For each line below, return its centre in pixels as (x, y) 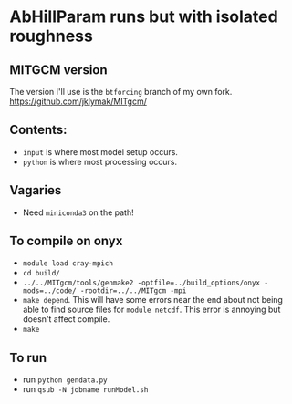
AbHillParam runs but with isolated (144, 17)
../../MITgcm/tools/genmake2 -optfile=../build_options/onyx (141, 283)
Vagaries (36, 190)
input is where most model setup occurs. (100, 151)
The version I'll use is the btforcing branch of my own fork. (121, 92)
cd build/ (42, 274)
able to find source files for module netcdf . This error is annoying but (151, 310)
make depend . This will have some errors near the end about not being (152, 300)
